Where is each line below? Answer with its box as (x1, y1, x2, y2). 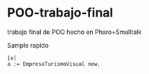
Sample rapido (7, 41, 49, 49)
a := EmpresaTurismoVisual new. (7, 60, 100, 67)
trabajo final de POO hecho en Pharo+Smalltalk (7, 28, 142, 36)
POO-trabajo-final (7, 5, 114, 21)
